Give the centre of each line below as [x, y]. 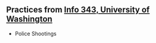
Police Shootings [36, 33]
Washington [29, 19]
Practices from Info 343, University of [78, 10]
